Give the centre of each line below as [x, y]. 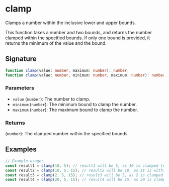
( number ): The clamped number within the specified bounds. [67, 134]
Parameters [20, 88]
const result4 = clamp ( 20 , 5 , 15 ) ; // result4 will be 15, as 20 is [78, 180]
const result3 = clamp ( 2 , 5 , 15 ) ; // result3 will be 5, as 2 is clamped [84, 175]
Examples [21, 150]
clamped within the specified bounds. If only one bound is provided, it [77, 38]
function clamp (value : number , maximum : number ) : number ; [67, 70]
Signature [21, 59]
